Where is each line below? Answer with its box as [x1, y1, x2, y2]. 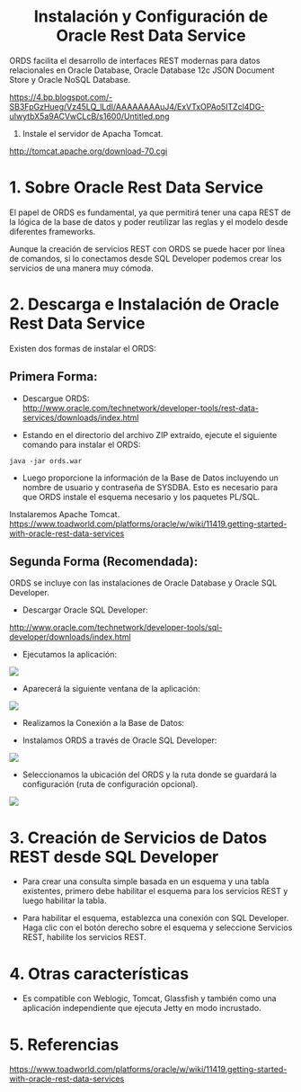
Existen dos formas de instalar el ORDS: [9, 343, 157, 354]
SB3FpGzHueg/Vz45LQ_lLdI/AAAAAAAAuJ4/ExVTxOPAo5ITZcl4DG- [9, 101, 265, 112]
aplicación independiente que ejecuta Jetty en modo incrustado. [22, 1003, 262, 1014]
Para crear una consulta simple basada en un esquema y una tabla [22, 876, 270, 887]
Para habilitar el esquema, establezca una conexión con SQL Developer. [22, 913, 289, 924]
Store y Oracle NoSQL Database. [9, 74, 131, 85]
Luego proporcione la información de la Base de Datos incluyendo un [22, 472, 279, 483]
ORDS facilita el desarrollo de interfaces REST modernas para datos [9, 55, 261, 66]
